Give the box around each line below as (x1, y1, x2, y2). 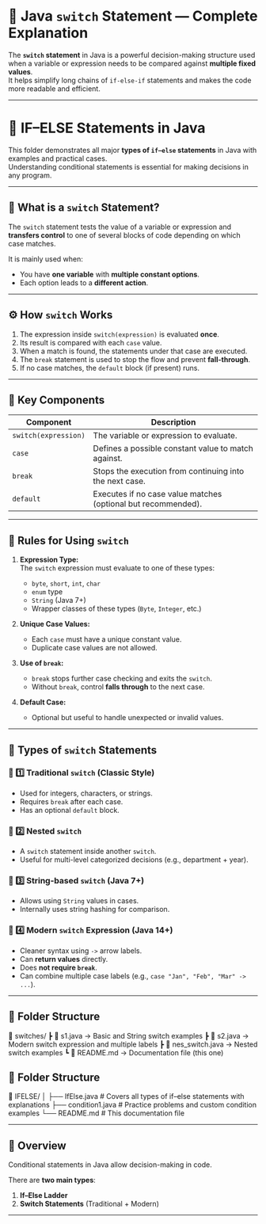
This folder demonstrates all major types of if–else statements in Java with (8, 145, 257, 154)
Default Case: (19, 697, 66, 707)
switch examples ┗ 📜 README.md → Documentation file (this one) (8, 1047, 224, 1057)
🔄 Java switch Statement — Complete (8, 7, 258, 25)
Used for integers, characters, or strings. (19, 788, 153, 798)
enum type (31, 587, 63, 597)
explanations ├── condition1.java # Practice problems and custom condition (8, 1100, 257, 1110)
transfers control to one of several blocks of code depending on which (8, 230, 241, 240)
